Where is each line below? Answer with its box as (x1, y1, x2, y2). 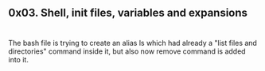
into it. (8, 54, 29, 64)
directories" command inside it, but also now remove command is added (8, 47, 246, 56)
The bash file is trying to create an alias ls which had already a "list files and (8, 38, 257, 47)
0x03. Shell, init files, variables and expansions (8, 6, 248, 20)
